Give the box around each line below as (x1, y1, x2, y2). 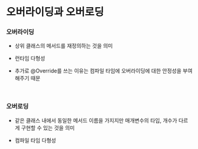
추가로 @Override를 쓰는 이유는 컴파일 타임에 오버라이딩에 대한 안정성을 (14, 67, 182, 74)
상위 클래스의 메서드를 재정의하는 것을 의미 (14, 42, 113, 49)
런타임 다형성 (14, 55, 46, 62)
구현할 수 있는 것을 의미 (21, 124, 75, 131)
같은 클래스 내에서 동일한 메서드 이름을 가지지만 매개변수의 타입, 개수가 (14, 117, 177, 124)
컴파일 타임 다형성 (14, 137, 56, 144)
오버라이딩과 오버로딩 (6, 5, 105, 19)
